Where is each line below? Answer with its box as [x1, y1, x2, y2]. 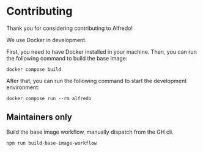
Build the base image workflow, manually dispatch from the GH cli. [6, 128, 174, 136]
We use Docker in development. [6, 36, 87, 43]
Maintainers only [6, 112, 72, 123]
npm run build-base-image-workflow [6, 140, 97, 146]
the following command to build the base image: [6, 54, 128, 62]
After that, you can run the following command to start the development [6, 77, 187, 84]
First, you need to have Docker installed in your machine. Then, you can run [6, 48, 197, 56]
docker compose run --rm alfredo [6, 95, 92, 101]
